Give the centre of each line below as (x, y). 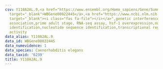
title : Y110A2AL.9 (24, 59)
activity (18, 32)
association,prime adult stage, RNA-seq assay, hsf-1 (65, 23)
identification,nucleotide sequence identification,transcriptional (80, 28)
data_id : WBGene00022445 (30, 41)
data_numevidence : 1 (26, 46)
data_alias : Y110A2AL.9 (29, 37)
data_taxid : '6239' (25, 55)
